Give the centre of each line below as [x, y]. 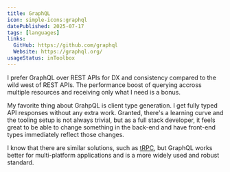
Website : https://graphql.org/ [58, 52]
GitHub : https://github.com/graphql [66, 45]
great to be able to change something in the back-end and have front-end [112, 127]
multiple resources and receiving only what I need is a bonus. [94, 92]
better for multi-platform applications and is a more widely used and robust [113, 155]
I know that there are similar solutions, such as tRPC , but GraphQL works [110, 147]
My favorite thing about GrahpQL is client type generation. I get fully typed [112, 105]
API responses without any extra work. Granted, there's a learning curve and [115, 112]
